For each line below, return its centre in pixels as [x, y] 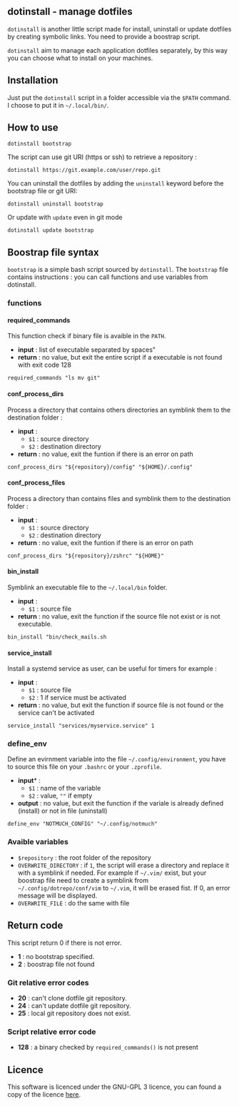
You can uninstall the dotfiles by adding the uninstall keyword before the [116, 183]
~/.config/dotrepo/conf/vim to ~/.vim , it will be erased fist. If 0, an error [124, 888]
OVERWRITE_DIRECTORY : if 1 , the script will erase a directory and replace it [123, 865]
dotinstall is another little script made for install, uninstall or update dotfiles [119, 29]
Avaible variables [38, 842]
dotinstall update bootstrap [51, 230]
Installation [33, 80]
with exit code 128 [44, 365]
